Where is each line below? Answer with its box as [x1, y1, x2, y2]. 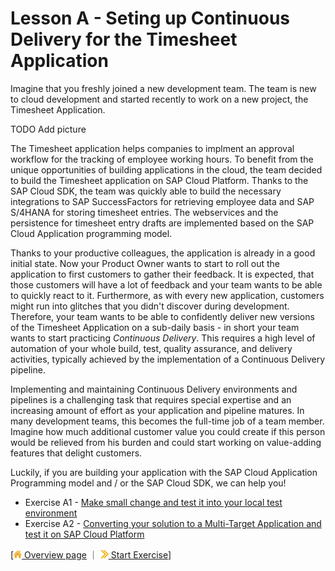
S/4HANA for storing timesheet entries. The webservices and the [10, 206, 279, 218]
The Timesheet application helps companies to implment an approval [10, 142, 295, 154]
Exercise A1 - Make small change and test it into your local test [24, 496, 283, 508]
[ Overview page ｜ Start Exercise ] [10, 548, 172, 561]
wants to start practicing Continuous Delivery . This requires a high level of [10, 332, 316, 344]
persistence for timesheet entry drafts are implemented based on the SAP [10, 217, 315, 229]
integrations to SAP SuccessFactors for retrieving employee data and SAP [10, 195, 315, 207]
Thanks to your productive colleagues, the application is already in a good [10, 247, 316, 259]
